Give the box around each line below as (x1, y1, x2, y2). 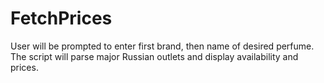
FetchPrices (10, 7, 113, 30)
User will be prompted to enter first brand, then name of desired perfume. (10, 40, 315, 52)
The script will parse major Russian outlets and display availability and (10, 50, 299, 62)
